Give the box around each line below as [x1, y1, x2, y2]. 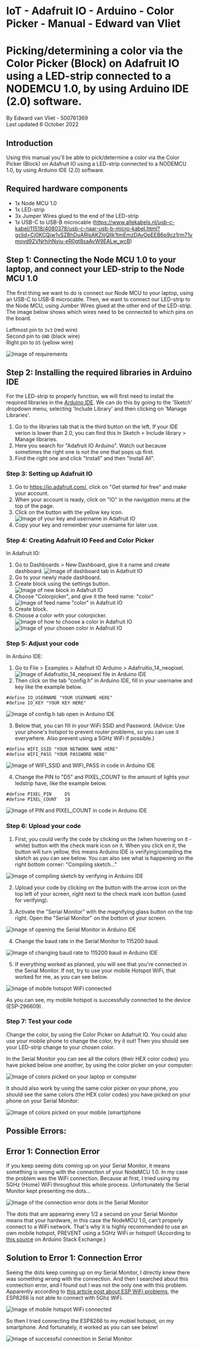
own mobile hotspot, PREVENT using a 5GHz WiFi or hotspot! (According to [6, 1229, 191, 1237]
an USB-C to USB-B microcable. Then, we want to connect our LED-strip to [6, 295, 191, 303]
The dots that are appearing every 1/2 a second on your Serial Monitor [6, 1210, 178, 1218]
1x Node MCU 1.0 [14, 200, 58, 207]
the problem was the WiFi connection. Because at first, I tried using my [6, 1175, 180, 1182]
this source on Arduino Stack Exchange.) [6, 1236, 106, 1243]
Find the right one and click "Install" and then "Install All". [14, 454, 155, 462]
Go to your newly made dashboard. [14, 574, 102, 581]
